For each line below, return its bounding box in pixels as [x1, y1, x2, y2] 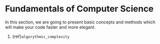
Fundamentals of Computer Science [5, 3, 154, 14]
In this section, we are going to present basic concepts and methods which [5, 19, 156, 25]
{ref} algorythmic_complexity [12, 33, 70, 39]
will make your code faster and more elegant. [5, 24, 96, 30]
